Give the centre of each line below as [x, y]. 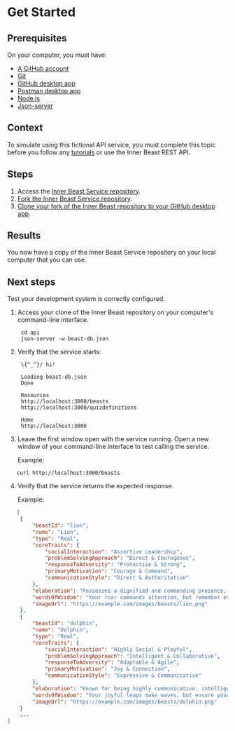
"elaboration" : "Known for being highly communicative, [115, 688]
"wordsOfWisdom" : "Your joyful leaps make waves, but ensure [123, 695]
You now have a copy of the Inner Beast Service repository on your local [112, 253]
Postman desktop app [49, 91]
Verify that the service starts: [59, 352]
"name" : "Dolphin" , [61, 630]
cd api [30, 333]
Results [24, 236]
